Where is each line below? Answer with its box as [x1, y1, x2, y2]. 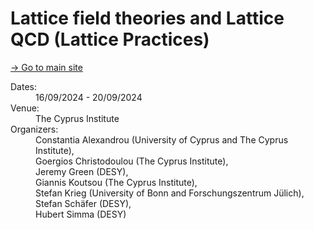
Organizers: [10, 123, 59, 135]
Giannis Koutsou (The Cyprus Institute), [35, 176, 198, 188]
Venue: [10, 102, 40, 114]
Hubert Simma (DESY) [35, 208, 127, 220]
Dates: [10, 80, 37, 92]
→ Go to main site [10, 61, 83, 73]
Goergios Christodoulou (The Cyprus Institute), [35, 155, 229, 167]
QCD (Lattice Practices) [10, 28, 210, 51]
